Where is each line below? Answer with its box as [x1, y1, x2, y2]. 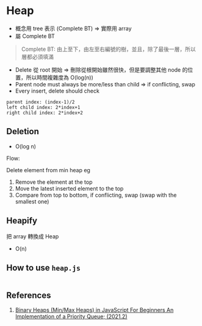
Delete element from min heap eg [6, 166, 90, 173]
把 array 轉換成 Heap [6, 232, 59, 240]
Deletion [6, 126, 40, 137]
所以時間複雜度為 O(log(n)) [26, 74, 93, 81]
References [6, 290, 51, 300]
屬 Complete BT [15, 32, 55, 40]
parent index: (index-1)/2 [6, 99, 75, 105]
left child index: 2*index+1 [6, 104, 81, 110]
